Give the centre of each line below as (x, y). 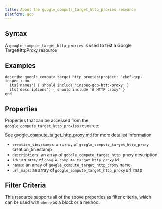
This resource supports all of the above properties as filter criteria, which (78, 197)
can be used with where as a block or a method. (53, 202)
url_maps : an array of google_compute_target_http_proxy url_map (77, 170)
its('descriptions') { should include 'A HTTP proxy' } (67, 90)
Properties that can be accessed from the (47, 120)
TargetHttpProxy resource (31, 50)
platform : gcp (19, 14)
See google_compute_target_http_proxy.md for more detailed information (78, 135)
